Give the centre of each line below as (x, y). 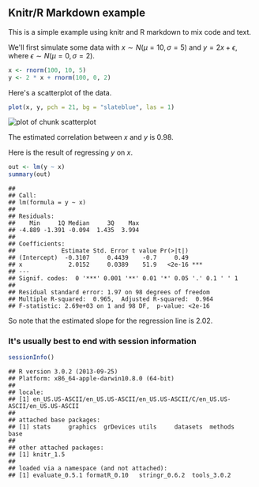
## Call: (23, 196)
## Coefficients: (37, 244)
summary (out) (30, 174)
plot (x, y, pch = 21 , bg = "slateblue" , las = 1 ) (92, 107)
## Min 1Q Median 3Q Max (74, 223)
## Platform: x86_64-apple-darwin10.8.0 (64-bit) (92, 379)
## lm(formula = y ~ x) (47, 203)
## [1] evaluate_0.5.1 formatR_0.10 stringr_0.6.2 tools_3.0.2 (120, 476)
